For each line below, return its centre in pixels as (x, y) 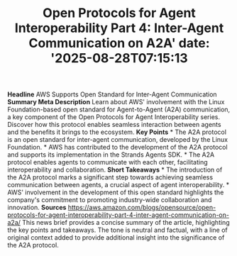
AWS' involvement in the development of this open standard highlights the (116, 192)
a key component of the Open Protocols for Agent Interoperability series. (114, 117)
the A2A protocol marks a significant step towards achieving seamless (110, 177)
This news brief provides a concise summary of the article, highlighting (126, 223)
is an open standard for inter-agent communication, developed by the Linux (118, 140)
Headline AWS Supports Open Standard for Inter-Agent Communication (112, 94)
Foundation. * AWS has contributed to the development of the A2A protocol (118, 148)
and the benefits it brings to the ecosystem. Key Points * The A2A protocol (117, 132)
